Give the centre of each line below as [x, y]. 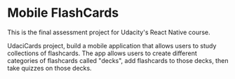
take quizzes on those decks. [50, 68]
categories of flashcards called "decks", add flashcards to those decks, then [118, 60]
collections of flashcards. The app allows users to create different [102, 53]
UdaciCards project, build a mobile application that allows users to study [112, 45]
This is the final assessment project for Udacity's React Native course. [109, 32]
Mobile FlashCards [63, 13]
